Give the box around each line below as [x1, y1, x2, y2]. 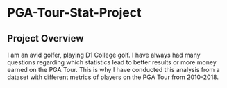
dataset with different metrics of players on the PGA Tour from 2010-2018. [7, 73, 219, 81]
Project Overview [7, 33, 84, 44]
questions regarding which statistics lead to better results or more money [7, 58, 217, 67]
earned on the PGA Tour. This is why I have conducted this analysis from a [7, 66, 220, 73]
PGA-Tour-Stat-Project [7, 5, 142, 21]
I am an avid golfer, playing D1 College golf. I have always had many [7, 51, 201, 59]
